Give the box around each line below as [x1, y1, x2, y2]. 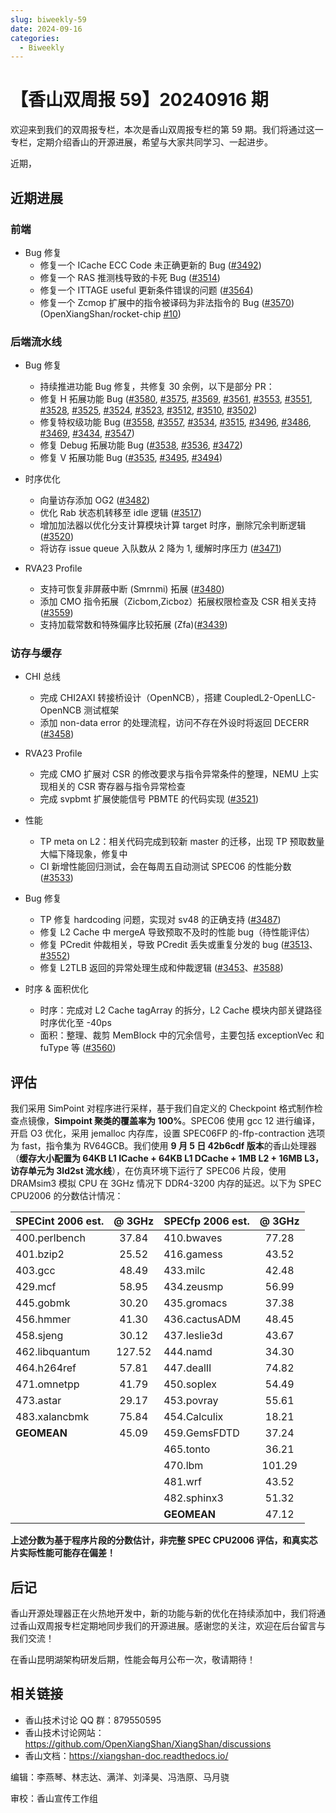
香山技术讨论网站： [24, 1726, 105, 1738]
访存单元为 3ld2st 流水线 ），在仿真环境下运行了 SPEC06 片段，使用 [10, 1165, 287, 1177]
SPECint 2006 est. [15, 1214, 105, 1228]
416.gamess [163, 1247, 223, 1261]
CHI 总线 [24, 671, 62, 683]
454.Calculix [163, 1410, 224, 1424]
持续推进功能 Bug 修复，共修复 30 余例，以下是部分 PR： [39, 381, 275, 393]
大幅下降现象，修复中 [39, 848, 128, 860]
